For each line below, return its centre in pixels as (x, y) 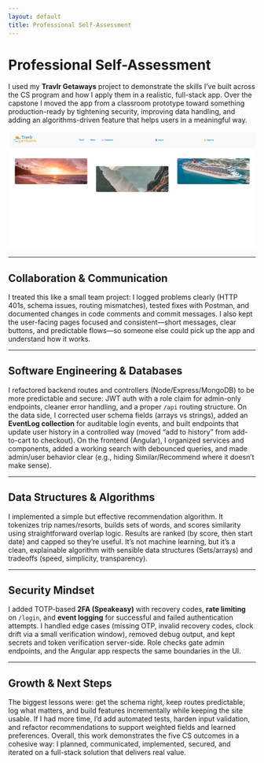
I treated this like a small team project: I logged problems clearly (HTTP (123, 297)
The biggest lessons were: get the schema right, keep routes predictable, (127, 702)
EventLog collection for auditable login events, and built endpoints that (124, 423)
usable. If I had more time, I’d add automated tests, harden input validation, (129, 719)
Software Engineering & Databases (95, 371)
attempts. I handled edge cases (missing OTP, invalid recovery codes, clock (131, 626)
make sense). (30, 465)
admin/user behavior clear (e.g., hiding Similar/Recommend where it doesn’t (131, 457)
